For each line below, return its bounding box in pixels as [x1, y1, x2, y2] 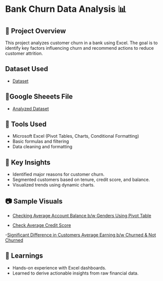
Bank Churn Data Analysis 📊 [5, 3, 127, 15]
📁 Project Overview [5, 26, 66, 35]
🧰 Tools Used [5, 120, 47, 129]
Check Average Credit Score [12, 222, 71, 228]
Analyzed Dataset [12, 105, 49, 111]
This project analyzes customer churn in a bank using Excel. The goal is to [5, 40, 158, 46]
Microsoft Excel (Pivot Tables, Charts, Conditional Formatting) [12, 133, 140, 139]
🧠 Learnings [5, 252, 43, 260]
